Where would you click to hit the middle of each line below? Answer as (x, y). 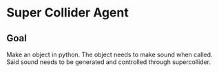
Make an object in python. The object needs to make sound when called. (109, 54)
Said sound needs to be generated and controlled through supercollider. (109, 62)
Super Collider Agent (67, 13)
